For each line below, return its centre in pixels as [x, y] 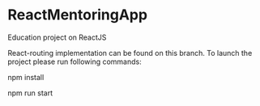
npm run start [30, 93]
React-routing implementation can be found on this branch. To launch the [130, 53]
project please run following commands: [75, 61]
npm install [26, 77]
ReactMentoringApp [77, 15]
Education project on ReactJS [57, 37]
